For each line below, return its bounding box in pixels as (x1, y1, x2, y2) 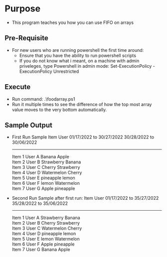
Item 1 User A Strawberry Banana (11, 215, 80, 221)
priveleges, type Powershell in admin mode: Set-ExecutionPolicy (19, 63, 152, 69)
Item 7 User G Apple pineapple (11, 185, 75, 192)
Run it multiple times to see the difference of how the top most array (11, 101, 152, 107)
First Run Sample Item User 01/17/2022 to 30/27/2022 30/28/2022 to (11, 134, 155, 140)
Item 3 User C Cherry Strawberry (11, 164, 80, 170)
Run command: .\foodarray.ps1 (11, 96, 75, 102)
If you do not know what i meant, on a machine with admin (19, 58, 140, 64)
